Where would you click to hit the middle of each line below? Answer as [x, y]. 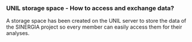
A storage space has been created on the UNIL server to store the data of [96, 21]
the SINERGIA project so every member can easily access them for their [94, 27]
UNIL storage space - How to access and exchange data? [90, 8]
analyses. [18, 33]
